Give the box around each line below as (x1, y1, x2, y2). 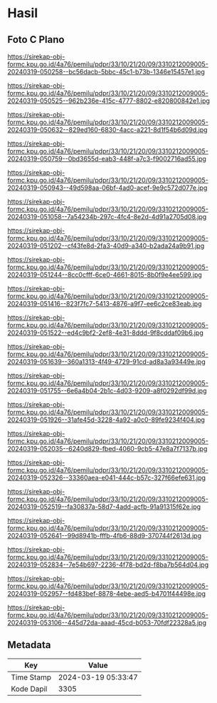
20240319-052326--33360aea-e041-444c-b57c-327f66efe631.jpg (7, 473, 206, 482)
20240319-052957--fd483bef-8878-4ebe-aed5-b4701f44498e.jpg (7, 590, 206, 597)
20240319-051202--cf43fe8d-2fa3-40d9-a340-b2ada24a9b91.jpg (7, 241, 205, 250)
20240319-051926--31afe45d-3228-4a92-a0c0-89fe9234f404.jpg (7, 415, 205, 424)
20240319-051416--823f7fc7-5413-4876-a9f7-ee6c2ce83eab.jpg (7, 300, 202, 308)
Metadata (7, 639, 51, 651)
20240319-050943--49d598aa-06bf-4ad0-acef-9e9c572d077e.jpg (7, 183, 208, 192)
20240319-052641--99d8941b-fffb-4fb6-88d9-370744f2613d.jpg (7, 532, 201, 540)
